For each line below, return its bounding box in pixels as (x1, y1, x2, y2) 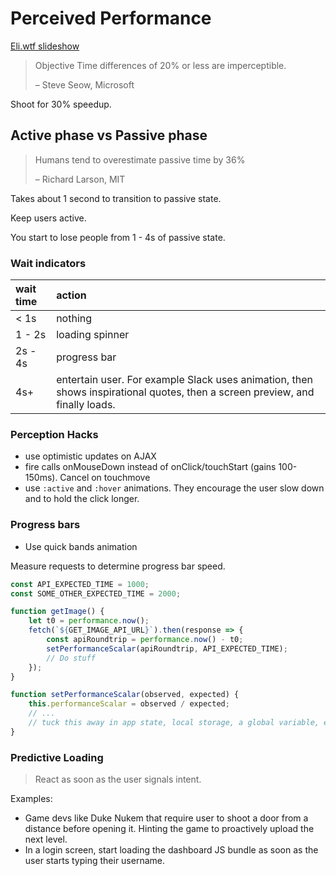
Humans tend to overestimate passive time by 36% (34, 153, 246, 166)
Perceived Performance (10, 7, 212, 30)
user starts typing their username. (24, 855, 166, 867)
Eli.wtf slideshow (10, 40, 80, 52)
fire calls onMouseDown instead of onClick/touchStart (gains (24, 461, 277, 473)
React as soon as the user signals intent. (34, 773, 202, 786)
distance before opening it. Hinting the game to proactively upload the (24, 823, 315, 835)
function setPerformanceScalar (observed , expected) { (10, 690, 240, 700)
